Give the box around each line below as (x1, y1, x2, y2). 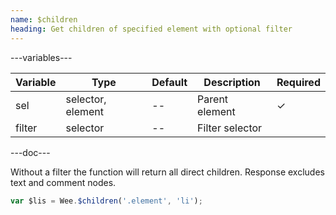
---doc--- (10, 146, 51, 158)
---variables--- (10, 51, 73, 63)
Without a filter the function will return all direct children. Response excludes (10, 166, 325, 178)
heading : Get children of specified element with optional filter (10, 24, 293, 34)
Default (151, 75, 188, 89)
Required (276, 75, 321, 89)
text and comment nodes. (10, 176, 117, 188)
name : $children (10, 14, 78, 25)
